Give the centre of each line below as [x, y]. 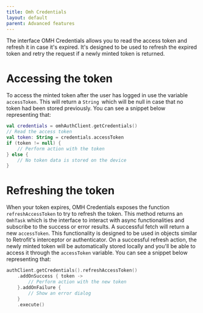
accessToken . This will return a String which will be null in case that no [95, 102]
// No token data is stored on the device [72, 160]
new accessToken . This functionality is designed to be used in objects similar [102, 234]
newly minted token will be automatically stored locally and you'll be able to [101, 246]
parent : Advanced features [41, 23]
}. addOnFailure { [39, 287]
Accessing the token [59, 79]
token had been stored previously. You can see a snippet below [86, 108]
